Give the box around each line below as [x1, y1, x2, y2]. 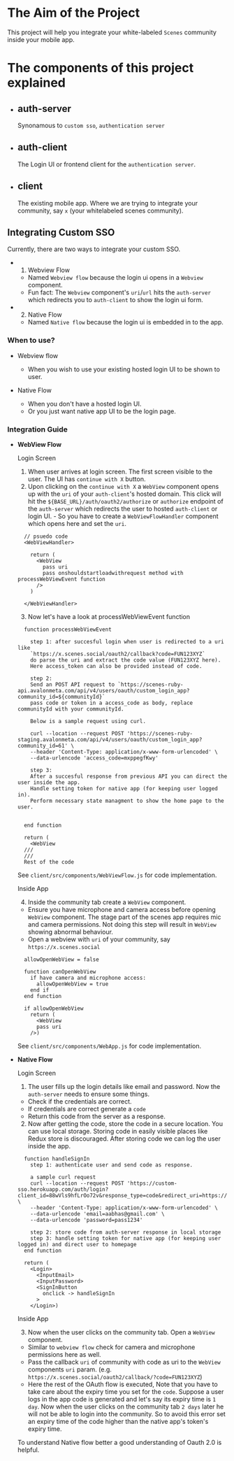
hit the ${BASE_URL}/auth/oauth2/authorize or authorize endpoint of [27, 497, 224, 505]
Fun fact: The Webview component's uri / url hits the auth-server [27, 288, 212, 297]
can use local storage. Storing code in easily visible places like [27, 1127, 208, 1135]
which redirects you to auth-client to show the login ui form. [27, 296, 204, 304]
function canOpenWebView [24, 968, 96, 975]
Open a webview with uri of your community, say [27, 935, 171, 943]
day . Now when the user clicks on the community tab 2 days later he [27, 1402, 224, 1411]
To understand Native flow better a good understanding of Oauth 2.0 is [17, 1438, 222, 1446]
